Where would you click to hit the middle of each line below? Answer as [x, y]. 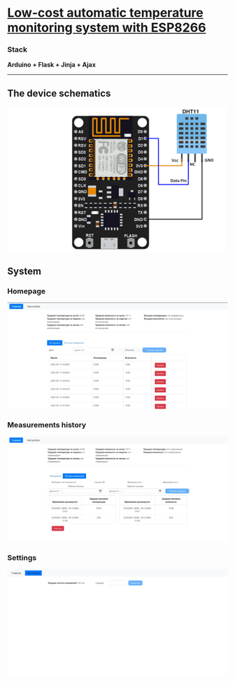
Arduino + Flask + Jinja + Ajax [52, 65]
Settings [22, 558]
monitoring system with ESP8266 [107, 28]
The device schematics [59, 93]
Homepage [26, 291]
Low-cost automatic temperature [106, 13]
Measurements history [47, 425]
